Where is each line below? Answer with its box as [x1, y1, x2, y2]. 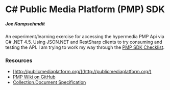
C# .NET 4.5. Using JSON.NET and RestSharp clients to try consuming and [5, 39, 162, 45]
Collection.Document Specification [12, 79, 86, 85]
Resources [5, 57, 33, 64]
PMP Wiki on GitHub [12, 74, 56, 80]
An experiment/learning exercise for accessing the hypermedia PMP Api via [5, 34, 164, 40]
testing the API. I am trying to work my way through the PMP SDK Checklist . [5, 44, 165, 50]
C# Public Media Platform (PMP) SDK [5, 4, 165, 15]
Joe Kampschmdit [5, 20, 45, 26]
